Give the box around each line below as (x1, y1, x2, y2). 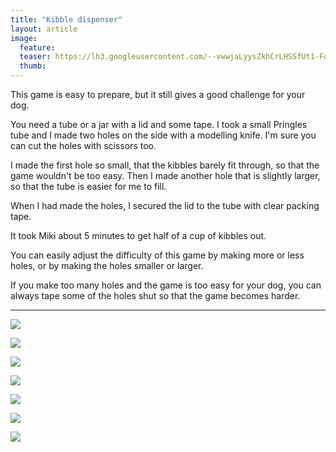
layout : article (10, 24, 78, 34)
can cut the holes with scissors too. (10, 140, 157, 151)
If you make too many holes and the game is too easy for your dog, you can (10, 279, 322, 291)
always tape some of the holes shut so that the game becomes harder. (10, 290, 301, 301)
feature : (19, 42, 56, 53)
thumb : (19, 61, 47, 71)
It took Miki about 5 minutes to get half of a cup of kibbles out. (10, 230, 267, 241)
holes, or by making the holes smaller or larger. (10, 260, 204, 271)
